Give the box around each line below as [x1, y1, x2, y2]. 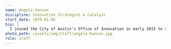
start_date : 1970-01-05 [5, 17, 56, 22]
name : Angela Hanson [5, 7, 49, 13]
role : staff [5, 36, 31, 41]
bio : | [5, 21, 19, 27]
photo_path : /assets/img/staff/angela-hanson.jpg [5, 31, 113, 36]
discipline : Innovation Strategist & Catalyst [5, 12, 106, 17]
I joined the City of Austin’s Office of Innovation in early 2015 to [10, 27, 163, 32]
